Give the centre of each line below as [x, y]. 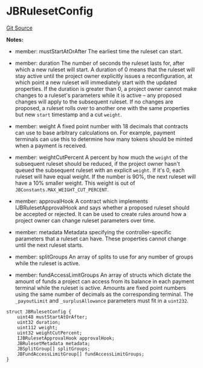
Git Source [20, 28]
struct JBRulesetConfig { [39, 312]
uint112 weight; [38, 327]
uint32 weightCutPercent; [50, 333]
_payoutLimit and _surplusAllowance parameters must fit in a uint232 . [102, 300]
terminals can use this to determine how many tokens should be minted [104, 139]
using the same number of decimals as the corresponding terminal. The [104, 294]
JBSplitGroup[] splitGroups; [54, 349]
